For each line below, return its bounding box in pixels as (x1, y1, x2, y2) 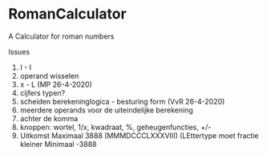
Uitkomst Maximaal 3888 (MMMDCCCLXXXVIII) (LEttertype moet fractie (19, 130, 259, 141)
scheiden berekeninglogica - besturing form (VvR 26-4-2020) (19, 96, 225, 106)
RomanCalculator (8, 5, 127, 23)
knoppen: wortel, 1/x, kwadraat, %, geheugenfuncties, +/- (19, 122, 212, 132)
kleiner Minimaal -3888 (19, 139, 97, 149)
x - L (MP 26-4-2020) (19, 80, 92, 89)
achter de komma (19, 113, 79, 123)
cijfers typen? (19, 88, 66, 97)
